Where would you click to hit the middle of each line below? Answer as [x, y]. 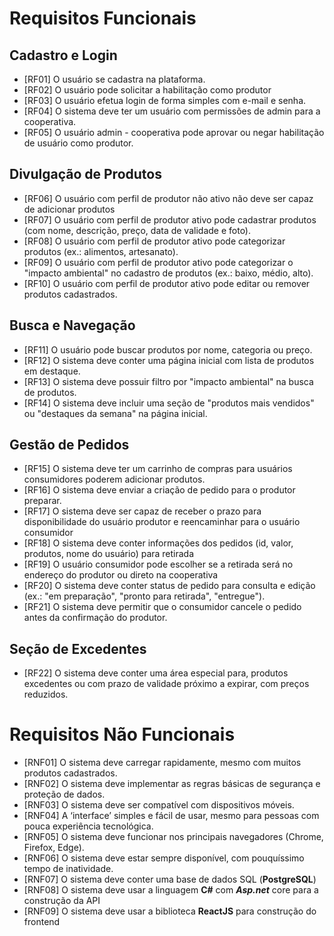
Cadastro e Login [63, 55]
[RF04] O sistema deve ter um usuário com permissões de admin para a [172, 111]
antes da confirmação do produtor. [95, 618]
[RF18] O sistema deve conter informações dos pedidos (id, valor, [158, 543]
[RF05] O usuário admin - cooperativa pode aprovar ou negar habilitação [174, 132]
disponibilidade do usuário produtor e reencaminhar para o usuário [162, 522]
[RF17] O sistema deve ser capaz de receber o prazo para [142, 511]
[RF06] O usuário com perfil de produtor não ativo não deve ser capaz [168, 198]
